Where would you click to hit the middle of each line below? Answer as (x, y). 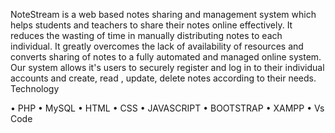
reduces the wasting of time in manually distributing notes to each (146, 35)
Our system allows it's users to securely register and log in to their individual (167, 67)
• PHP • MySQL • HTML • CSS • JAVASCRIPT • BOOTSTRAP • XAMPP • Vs (167, 108)
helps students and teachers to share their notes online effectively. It (151, 25)
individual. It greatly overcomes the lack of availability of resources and (157, 46)
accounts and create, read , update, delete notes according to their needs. (163, 78)
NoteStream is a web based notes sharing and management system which (163, 14)
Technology (35, 88)
